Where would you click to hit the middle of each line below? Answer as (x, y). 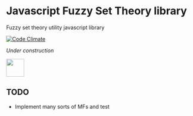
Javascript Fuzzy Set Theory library (97, 11)
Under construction (30, 50)
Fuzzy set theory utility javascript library (55, 27)
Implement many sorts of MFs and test (62, 106)
